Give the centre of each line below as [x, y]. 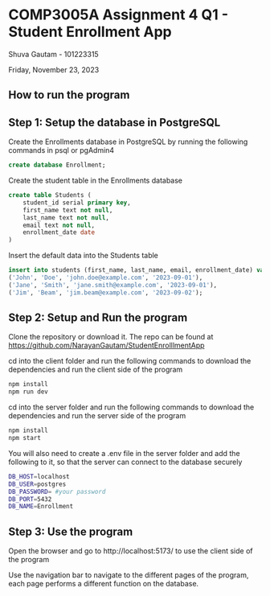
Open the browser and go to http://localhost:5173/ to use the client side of [131, 551]
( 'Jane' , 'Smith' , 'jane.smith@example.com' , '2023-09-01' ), [113, 285]
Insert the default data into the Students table [84, 256]
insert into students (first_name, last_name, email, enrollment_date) [131, 270]
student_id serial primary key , [77, 203]
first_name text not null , [68, 210]
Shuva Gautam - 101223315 [53, 54]
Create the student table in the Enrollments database [96, 181]
